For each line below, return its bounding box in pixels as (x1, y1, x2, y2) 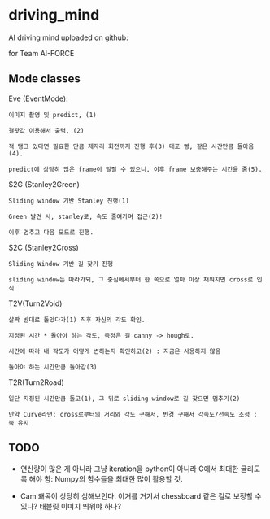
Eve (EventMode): (8, 94, 68, 103)
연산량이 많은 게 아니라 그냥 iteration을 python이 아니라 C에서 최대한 (20, 464, 239, 473)
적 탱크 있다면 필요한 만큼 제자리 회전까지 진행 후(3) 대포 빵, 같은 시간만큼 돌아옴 (8, 142, 255, 150)
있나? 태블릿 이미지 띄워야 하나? (20, 501, 122, 511)
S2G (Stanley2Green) (8, 179, 80, 189)
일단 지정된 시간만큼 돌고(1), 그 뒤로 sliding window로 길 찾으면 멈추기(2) (8, 395, 241, 403)
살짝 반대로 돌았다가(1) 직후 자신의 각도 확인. (8, 316, 146, 324)
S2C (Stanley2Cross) (8, 242, 79, 252)
